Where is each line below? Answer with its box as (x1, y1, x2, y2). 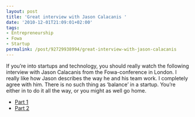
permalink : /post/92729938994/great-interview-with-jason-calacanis (6, 47, 177, 52)
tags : (6, 24, 19, 31)
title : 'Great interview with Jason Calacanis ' (6, 14, 127, 20)
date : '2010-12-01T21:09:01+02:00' (6, 19, 93, 25)
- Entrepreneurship (6, 30, 54, 36)
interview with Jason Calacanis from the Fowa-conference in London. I (6, 68, 177, 76)
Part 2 (14, 104, 30, 111)
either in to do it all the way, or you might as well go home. (6, 87, 147, 94)
